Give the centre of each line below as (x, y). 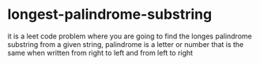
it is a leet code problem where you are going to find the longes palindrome (130, 36)
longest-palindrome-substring (110, 14)
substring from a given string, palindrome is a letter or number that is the (126, 44)
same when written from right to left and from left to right (100, 52)
